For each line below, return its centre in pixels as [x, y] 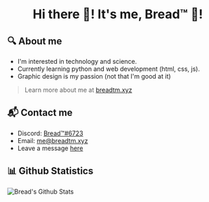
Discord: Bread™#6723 [50, 133]
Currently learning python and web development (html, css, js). [109, 69]
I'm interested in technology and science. [77, 61]
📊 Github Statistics [50, 171]
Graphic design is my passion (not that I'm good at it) [94, 76]
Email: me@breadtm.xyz [53, 140]
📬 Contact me [40, 113]
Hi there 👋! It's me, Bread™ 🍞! [118, 14]
